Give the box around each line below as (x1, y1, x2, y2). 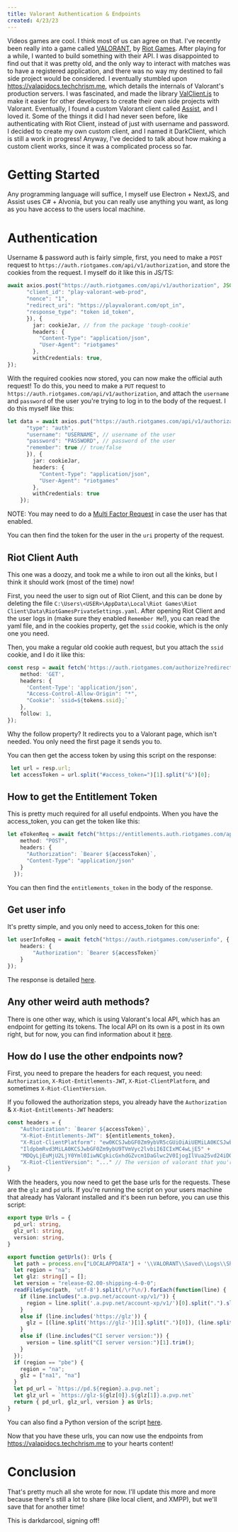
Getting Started (7, 167, 101, 183)
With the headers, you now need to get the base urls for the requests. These (7, 1178, 231, 1187)
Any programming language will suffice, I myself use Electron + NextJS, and (7, 190, 229, 198)
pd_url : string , (13, 1221, 62, 1228)
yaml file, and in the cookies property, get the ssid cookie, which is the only (7, 621, 229, 630)
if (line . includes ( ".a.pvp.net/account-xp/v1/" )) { (20, 1292, 176, 1300)
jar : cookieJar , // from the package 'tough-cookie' (33, 322, 192, 329)
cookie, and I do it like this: (7, 650, 86, 659)
